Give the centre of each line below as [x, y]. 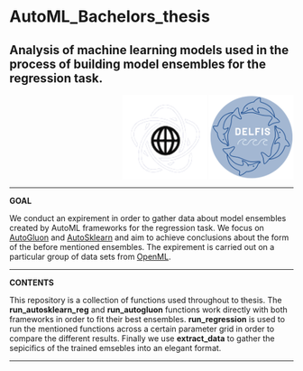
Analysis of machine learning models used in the [149, 50]
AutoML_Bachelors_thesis [110, 17]
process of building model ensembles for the [138, 64]
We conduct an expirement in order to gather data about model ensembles [148, 218]
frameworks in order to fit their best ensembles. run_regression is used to [147, 319]
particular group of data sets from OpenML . [90, 256]
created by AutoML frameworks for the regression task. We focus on [137, 228]
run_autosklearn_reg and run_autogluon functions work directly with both [149, 310]
